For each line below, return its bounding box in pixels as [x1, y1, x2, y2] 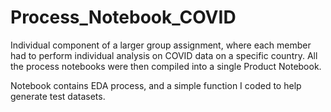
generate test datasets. [10, 90, 106, 102]
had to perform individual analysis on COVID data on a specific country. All [10, 49, 318, 61]
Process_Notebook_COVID [10, 6, 237, 29]
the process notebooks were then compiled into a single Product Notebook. [10, 60, 322, 72]
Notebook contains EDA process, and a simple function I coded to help [10, 79, 302, 91]
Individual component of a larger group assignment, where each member [10, 39, 312, 51]
